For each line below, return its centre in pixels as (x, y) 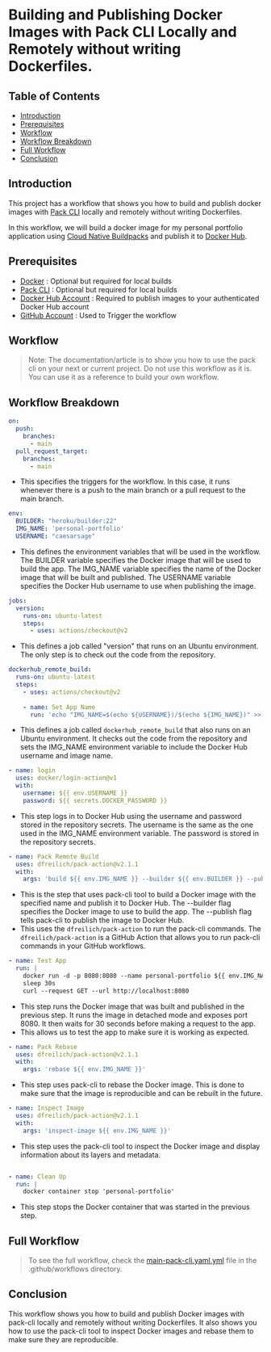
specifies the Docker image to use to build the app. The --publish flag (136, 912)
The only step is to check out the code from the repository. (118, 655)
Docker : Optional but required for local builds (96, 281)
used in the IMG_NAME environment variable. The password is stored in (140, 833)
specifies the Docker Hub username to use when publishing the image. (138, 586)
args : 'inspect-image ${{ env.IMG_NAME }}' (97, 1131)
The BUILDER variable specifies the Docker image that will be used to (135, 560)
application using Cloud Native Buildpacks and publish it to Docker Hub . (128, 236)
